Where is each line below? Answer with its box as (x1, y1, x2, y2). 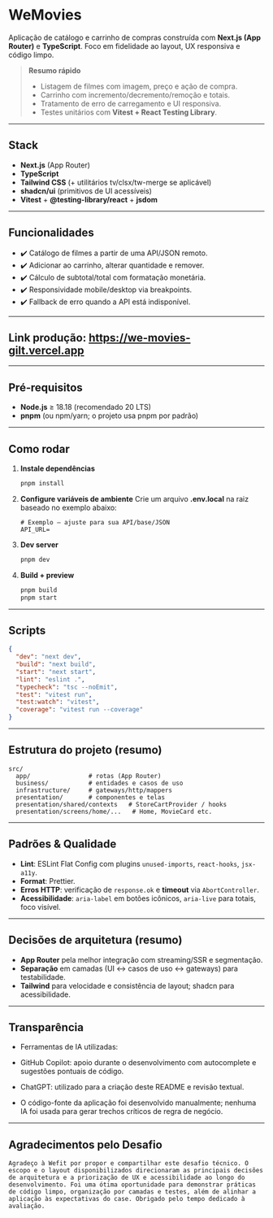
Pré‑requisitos (8, 381, 83, 394)
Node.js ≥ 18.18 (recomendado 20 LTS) (19, 402, 152, 412)
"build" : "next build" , (15, 660, 96, 668)
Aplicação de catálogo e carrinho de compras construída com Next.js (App (8, 33, 262, 42)
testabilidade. (19, 972, 67, 981)
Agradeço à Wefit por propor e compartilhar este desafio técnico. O (8, 1159, 249, 1168)
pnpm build (19, 585, 58, 594)
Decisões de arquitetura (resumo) (8, 933, 183, 947)
